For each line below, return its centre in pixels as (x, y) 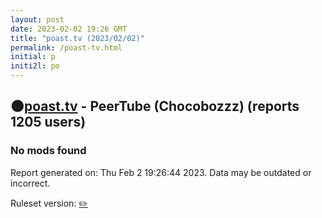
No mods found (48, 151)
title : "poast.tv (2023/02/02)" (77, 38)
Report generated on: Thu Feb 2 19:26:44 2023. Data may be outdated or (161, 172)
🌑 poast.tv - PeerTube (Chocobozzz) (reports (155, 106)
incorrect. (30, 183)
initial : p (33, 57)
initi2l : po (35, 66)
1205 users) (48, 122)
